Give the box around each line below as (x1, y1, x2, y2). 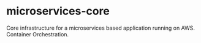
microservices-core (6, 4, 110, 18)
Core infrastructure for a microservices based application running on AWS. (6, 24, 195, 31)
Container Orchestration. (6, 30, 69, 38)
